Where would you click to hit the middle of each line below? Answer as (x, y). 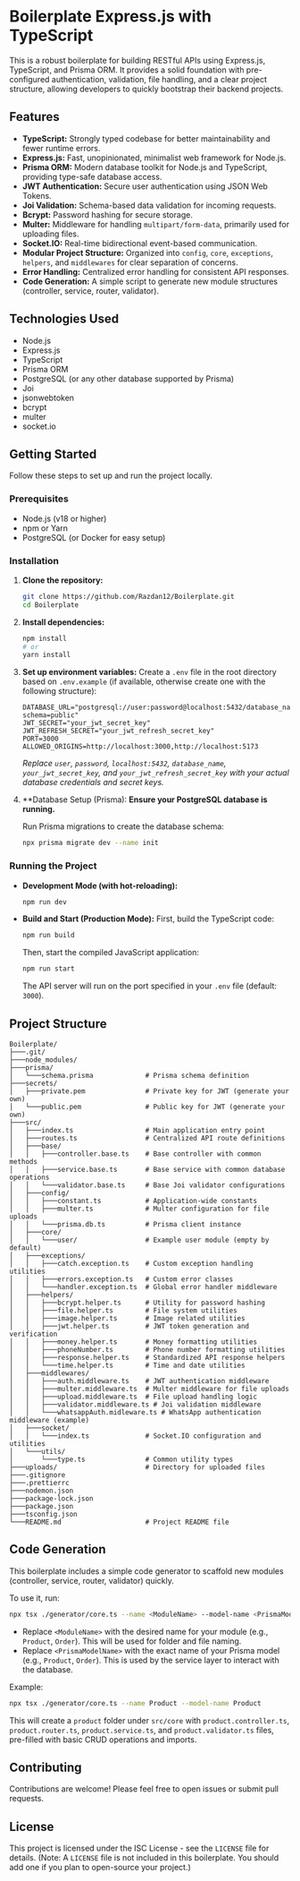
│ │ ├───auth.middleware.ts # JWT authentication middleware (139, 1381)
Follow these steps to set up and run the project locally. (111, 475)
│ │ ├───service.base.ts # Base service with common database (147, 1169)
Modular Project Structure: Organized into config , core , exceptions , (148, 252)
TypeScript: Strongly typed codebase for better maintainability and (146, 138)
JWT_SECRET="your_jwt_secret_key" (86, 723)
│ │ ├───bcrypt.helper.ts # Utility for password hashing (137, 1303)
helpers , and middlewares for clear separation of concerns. (130, 262)
